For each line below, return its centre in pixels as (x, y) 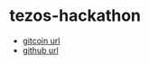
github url (40, 50)
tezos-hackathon (75, 16)
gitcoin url (41, 41)
